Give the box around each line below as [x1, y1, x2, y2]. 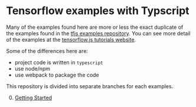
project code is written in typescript [14, 59, 103, 66]
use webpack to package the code [14, 71, 99, 78]
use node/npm [14, 65, 51, 72]
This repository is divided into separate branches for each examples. [6, 82, 174, 89]
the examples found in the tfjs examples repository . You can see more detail [6, 29, 191, 36]
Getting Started [14, 94, 52, 101]
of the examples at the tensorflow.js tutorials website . [6, 36, 136, 43]
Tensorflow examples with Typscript [6, 4, 190, 18]
